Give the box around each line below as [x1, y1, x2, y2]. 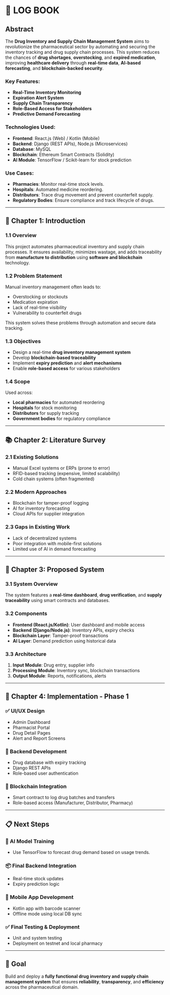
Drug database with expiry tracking [12, 759, 87, 766]
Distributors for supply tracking [12, 410, 79, 416]
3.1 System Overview [5, 581, 58, 588]
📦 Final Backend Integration [5, 862, 77, 869]
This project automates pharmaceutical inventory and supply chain [5, 243, 145, 249]
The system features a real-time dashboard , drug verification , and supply [5, 592, 162, 598]
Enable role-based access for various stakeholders [12, 366, 120, 372]
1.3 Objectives [5, 338, 41, 345]
